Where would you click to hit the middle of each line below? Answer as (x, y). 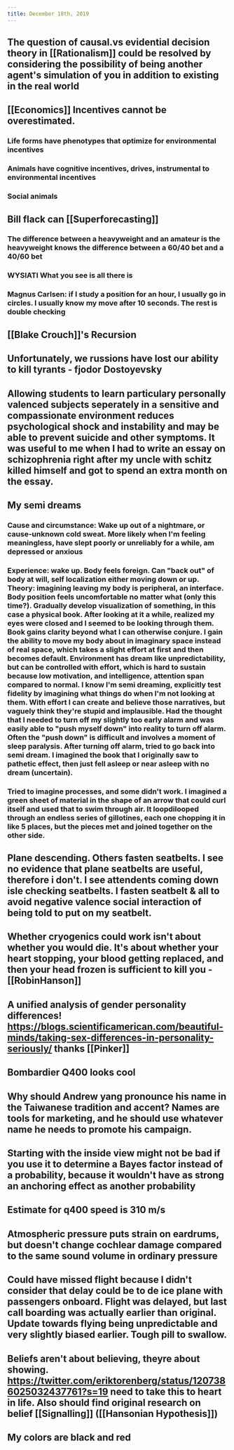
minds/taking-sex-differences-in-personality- (111, 1037)
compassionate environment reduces (91, 415)
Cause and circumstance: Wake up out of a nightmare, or (106, 525)
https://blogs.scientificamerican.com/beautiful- (116, 1027)
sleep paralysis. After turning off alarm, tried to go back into (111, 746)
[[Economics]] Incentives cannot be (87, 110)
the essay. (30, 481)
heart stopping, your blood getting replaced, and (116, 959)
